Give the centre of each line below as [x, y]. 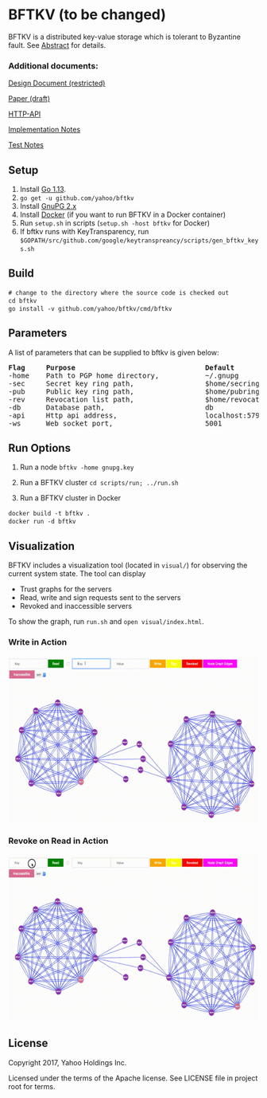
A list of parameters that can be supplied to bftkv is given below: [114, 352]
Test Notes [26, 145]
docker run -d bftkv [43, 522]
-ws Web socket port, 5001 [115, 423]
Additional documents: [53, 65]
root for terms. [32, 1086]
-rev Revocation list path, [71, 399]
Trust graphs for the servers [66, 589]
